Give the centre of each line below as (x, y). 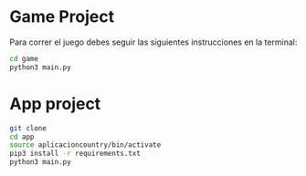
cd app (22, 137)
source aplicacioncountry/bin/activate (85, 145)
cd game (24, 58)
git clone (28, 128)
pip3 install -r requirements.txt (75, 154)
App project (55, 104)
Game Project (62, 17)
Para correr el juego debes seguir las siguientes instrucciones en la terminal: (153, 42)
